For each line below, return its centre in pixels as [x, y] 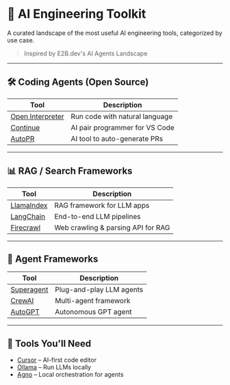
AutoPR [23, 138]
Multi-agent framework [92, 301]
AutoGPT [25, 312]
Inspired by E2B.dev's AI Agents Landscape [86, 53]
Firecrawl [26, 227]
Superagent [29, 290]
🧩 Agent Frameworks [53, 259]
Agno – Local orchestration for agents [70, 375]
